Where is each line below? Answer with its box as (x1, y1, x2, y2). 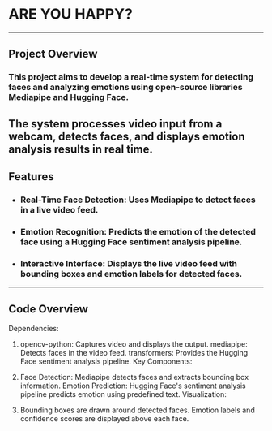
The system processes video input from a (8, 117, 223, 131)
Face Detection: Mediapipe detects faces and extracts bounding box (19, 372, 249, 381)
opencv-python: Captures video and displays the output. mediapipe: (19, 338, 249, 349)
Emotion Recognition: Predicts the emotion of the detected (19, 226, 257, 237)
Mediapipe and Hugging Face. (8, 92, 130, 103)
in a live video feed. (19, 204, 99, 215)
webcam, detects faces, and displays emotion (8, 129, 245, 143)
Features (8, 170, 54, 183)
